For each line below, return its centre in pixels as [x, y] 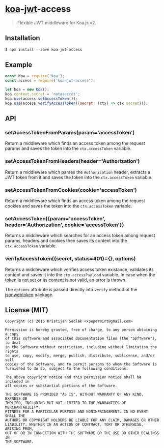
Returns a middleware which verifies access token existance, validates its [79, 269]
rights [12, 352]
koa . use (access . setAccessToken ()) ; [41, 99]
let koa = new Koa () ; [27, 90]
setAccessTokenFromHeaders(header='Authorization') [72, 161]
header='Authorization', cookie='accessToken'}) [65, 225]
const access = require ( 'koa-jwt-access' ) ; [50, 81]
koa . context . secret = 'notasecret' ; [42, 94]
